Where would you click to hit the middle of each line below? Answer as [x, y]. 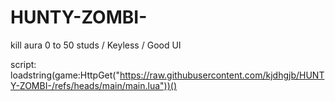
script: [23, 64]
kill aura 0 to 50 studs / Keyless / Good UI [96, 45]
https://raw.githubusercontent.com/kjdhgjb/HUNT [222, 75]
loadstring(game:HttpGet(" [65, 75]
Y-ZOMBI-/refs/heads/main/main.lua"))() [93, 85]
